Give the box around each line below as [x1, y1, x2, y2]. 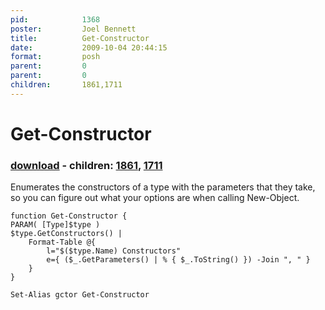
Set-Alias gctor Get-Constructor [10, 290, 150, 300]
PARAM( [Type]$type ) [10, 220, 101, 230]
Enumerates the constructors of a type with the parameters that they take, [10, 181, 316, 193]
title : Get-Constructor [10, 33, 150, 43]
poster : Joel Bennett [10, 24, 137, 34]
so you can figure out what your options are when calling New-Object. [10, 192, 300, 204]
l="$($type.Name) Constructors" [46, 246, 182, 256]
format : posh [10, 52, 101, 62]
